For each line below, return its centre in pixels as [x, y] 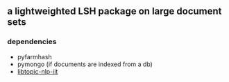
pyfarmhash [34, 57]
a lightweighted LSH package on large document [114, 11]
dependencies [32, 42]
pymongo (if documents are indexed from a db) [85, 64]
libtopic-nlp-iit [37, 71]
